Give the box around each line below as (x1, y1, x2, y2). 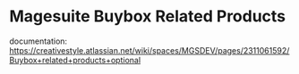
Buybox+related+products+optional (9, 54, 141, 65)
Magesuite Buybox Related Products (9, 6, 286, 27)
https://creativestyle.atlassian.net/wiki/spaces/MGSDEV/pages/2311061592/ (9, 45, 290, 55)
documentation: (9, 36, 68, 46)
